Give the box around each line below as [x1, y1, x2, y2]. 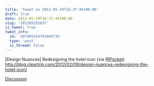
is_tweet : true [5, 25, 36, 30]
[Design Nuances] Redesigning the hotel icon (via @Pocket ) [5, 56, 125, 62]
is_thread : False [9, 43, 45, 48]
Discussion [5, 76, 27, 82]
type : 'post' [9, 39, 36, 43]
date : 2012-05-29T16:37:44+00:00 [5, 16, 73, 21]
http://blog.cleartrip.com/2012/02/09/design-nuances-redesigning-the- [5, 61, 149, 67]
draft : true [5, 12, 29, 16]
